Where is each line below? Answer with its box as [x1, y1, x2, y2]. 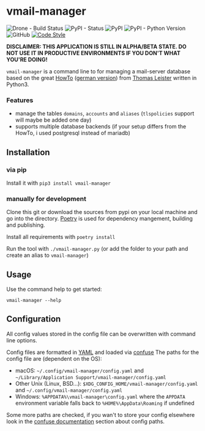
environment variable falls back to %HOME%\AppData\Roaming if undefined [15, 399, 195, 407]
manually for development [6, 194, 87, 203]
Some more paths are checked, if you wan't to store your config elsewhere [6, 411, 195, 418]
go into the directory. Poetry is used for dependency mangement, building [6, 215, 193, 223]
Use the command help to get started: [6, 285, 102, 293]
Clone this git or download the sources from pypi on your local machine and [6, 208, 198, 216]
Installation [6, 147, 50, 157]
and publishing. [6, 221, 45, 229]
